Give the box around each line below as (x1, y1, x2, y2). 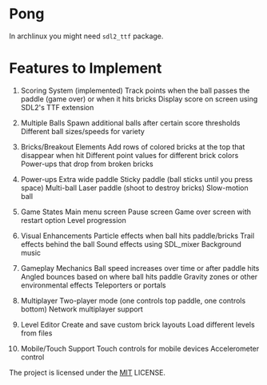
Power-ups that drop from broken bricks (20, 159, 154, 169)
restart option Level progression (20, 215, 126, 224)
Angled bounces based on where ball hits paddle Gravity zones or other (20, 272, 258, 281)
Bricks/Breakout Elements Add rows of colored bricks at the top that (20, 141, 245, 152)
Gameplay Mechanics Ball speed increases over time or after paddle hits (20, 263, 260, 272)
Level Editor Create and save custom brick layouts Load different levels (20, 320, 255, 329)
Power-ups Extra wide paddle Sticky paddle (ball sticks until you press (20, 174, 253, 184)
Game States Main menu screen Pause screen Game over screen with (20, 207, 251, 216)
